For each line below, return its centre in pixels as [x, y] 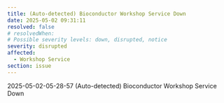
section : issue [29, 66]
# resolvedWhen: [31, 33]
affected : [22, 53]
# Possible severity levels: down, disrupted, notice [87, 40]
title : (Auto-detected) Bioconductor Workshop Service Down [97, 14]
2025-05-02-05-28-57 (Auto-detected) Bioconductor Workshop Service [112, 85]
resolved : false [31, 27]
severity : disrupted [37, 46]
